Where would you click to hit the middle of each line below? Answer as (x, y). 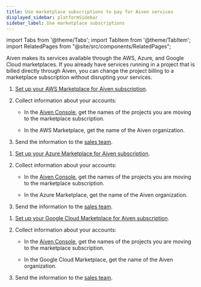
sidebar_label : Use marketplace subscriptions (66, 23)
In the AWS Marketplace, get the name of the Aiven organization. (104, 131)
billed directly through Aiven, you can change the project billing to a (90, 71)
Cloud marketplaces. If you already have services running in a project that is (101, 64)
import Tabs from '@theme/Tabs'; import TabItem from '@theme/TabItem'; (99, 40)
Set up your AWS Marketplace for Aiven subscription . (81, 89)
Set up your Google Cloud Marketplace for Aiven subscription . (92, 218)
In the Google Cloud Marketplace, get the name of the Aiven (98, 260)
